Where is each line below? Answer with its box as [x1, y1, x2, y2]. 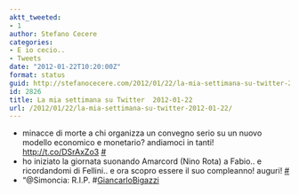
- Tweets [9, 54, 42, 63]
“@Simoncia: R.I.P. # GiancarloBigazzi [21, 175, 160, 186]
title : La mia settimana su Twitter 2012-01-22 [9, 95, 193, 105]
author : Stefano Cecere [9, 29, 98, 38]
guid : [9, 79, 29, 88]
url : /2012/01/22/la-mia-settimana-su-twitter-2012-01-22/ [9, 104, 233, 113]
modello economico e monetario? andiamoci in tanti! [21, 137, 214, 148]
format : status [9, 71, 66, 80]
